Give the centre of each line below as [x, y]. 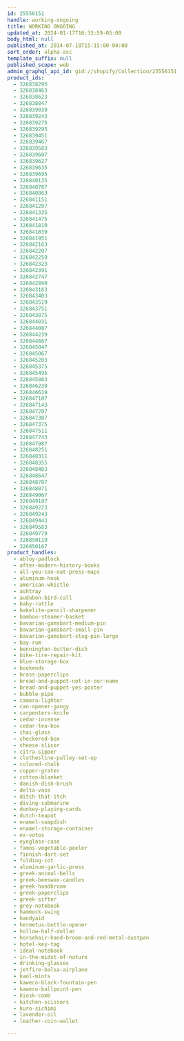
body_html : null [30, 39]
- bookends [29, 668]
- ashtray [27, 591]
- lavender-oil [35, 1015]
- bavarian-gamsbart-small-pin [58, 630]
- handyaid [29, 919]
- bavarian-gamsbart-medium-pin [60, 623]
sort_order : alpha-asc [40, 52]
